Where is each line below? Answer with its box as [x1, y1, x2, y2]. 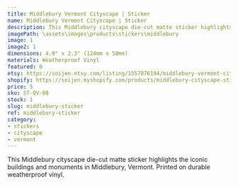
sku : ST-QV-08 [7, 89, 50, 97]
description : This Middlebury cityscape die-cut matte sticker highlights [7, 23, 233, 31]
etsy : [7, 70, 23, 77]
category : [7, 116, 37, 123]
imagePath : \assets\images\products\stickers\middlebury [7, 30, 179, 38]
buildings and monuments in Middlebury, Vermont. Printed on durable [7, 163, 210, 171]
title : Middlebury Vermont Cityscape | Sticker [7, 10, 151, 18]
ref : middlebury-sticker [7, 109, 81, 116]
